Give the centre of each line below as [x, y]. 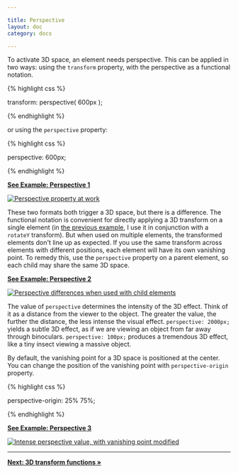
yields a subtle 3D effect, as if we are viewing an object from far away [109, 329]
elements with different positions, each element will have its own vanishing [116, 250]
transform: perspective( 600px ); [55, 102]
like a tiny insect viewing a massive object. [69, 344]
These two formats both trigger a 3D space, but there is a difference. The [114, 212]
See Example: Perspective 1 [49, 185]
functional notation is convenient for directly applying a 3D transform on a [115, 220]
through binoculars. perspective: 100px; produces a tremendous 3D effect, [118, 337]
